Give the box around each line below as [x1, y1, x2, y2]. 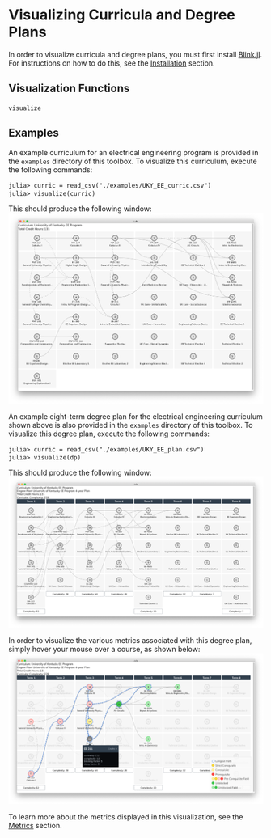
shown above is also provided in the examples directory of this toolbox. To [8, 421, 253, 430]
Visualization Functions [8, 82, 130, 95]
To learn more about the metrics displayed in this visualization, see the [8, 811, 243, 822]
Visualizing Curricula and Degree [8, 6, 236, 24]
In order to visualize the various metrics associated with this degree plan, [8, 636, 252, 645]
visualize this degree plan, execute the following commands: [8, 429, 210, 438]
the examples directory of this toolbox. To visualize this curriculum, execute [8, 156, 257, 166]
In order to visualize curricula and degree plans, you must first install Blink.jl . [8, 49, 263, 59]
